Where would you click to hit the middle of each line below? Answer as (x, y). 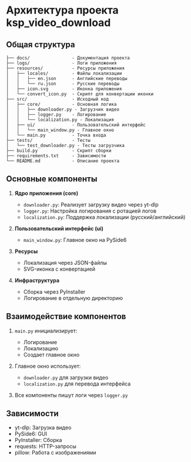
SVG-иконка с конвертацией (59, 269)
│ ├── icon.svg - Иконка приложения (64, 89)
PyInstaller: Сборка (38, 440)
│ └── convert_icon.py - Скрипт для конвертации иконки (80, 94)
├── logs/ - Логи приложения (61, 63)
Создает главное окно (51, 354)
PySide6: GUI (31, 434)
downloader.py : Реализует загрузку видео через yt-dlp (91, 204)
